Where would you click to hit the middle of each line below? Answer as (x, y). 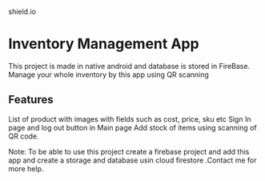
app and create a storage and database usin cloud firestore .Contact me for (132, 160)
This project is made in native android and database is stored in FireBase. (129, 66)
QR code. (24, 136)
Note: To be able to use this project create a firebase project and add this (129, 151)
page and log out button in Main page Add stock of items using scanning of (133, 127)
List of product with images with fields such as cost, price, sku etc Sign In (130, 119)
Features (31, 100)
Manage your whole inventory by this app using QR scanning (109, 74)
